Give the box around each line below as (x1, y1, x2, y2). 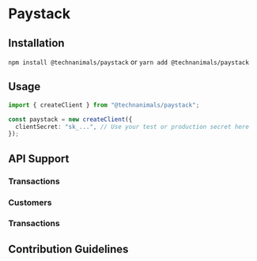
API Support (8, 152, 70, 165)
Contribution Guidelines (8, 242, 129, 255)
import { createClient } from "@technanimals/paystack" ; (8, 100, 200, 109)
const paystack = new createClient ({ (8, 115, 133, 123)
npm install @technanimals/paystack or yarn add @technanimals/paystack (8, 57, 249, 66)
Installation (8, 36, 65, 50)
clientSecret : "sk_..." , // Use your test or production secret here (15, 123, 249, 130)
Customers (8, 197, 52, 208)
